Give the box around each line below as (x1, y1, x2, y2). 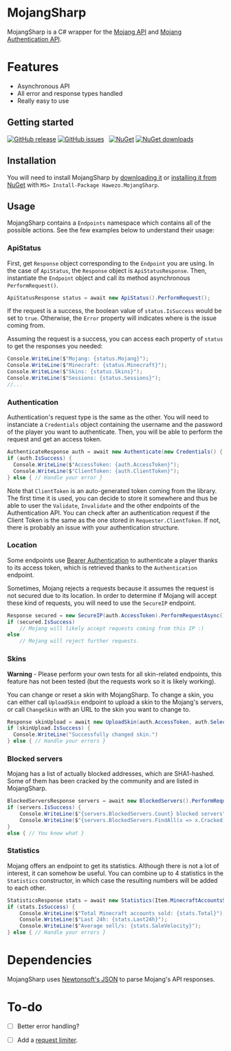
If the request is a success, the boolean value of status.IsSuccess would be (7, 307, 222, 315)
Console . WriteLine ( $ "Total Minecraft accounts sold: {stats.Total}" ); (19, 910, 226, 917)
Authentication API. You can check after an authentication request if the (7, 508, 210, 517)
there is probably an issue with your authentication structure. (7, 523, 180, 532)
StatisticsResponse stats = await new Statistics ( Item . (7, 897, 170, 904)
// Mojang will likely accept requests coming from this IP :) (19, 625, 205, 632)
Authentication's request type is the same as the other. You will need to (7, 413, 209, 421)
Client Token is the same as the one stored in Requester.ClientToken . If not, (7, 516, 221, 524)
